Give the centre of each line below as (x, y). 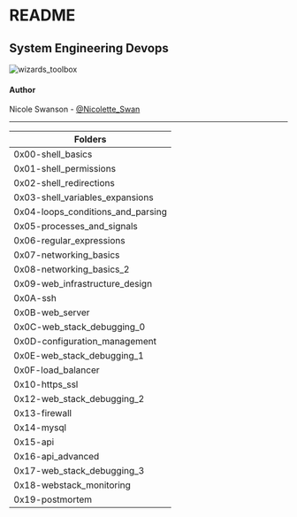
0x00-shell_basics (53, 154)
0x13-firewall (43, 413)
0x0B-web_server (52, 313)
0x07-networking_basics (67, 255)
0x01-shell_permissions (65, 169)
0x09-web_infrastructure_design (83, 284)
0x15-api (34, 442)
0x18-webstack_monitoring (72, 485)
